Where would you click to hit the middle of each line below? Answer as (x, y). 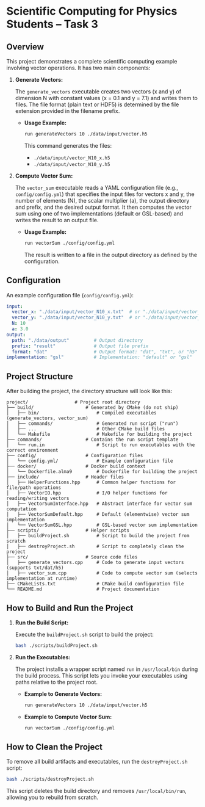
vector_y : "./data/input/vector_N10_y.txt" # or (76, 318)
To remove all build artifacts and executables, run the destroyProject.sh (97, 762)
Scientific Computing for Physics (92, 11)
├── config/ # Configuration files (75, 456)
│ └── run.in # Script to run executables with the (101, 445)
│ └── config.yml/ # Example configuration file (90, 461)
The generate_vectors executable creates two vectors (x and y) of (98, 92)
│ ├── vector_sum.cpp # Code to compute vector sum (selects (102, 573)
